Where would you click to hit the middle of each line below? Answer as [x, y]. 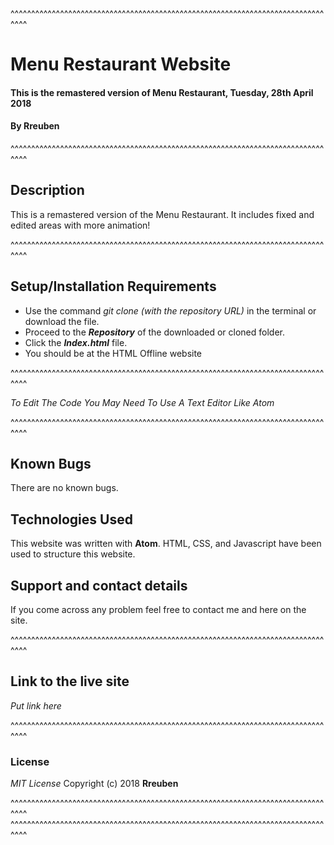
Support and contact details [99, 585]
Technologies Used [71, 519]
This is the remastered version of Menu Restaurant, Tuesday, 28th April [162, 92]
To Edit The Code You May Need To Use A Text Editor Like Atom [142, 402]
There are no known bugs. [64, 488]
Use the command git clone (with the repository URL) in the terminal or [170, 310]
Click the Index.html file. [76, 342]
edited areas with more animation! [80, 225]
